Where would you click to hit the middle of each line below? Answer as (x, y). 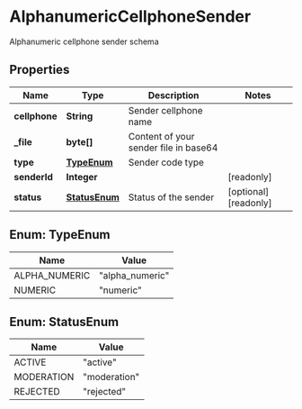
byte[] (80, 141)
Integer (82, 177)
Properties (40, 70)
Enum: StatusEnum (64, 322)
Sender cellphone (166, 110)
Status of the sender (171, 197)
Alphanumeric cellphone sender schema (84, 41)
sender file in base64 (173, 148)
